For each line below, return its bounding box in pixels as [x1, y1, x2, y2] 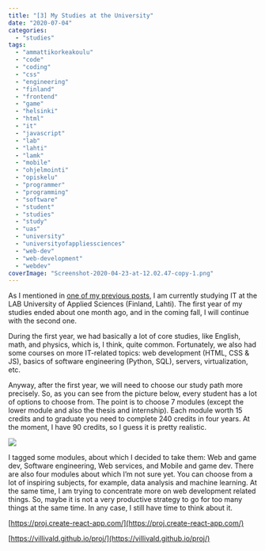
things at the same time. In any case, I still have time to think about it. [8, 503, 233, 513]
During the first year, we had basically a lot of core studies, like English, [8, 332, 241, 341]
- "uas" [15, 225, 41, 234]
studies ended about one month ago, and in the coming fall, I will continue [8, 308, 249, 317]
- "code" [15, 56, 44, 64]
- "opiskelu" [15, 173, 59, 182]
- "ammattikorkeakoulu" [15, 48, 93, 56]
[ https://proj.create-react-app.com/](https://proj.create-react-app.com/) [8, 519, 244, 528]
